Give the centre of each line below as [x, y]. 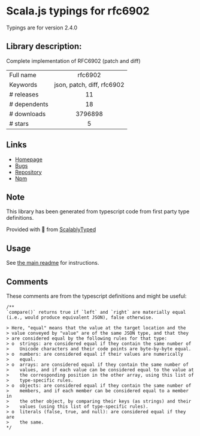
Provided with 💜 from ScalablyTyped [51, 229]
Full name [23, 75]
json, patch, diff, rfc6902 [89, 84]
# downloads [28, 114]
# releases [24, 94]
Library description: [44, 46]
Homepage [29, 159]
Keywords [23, 84]
